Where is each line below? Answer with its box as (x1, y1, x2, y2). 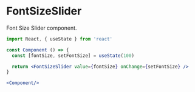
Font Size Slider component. (6, 24, 77, 31)
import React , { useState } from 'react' (6, 36, 113, 42)
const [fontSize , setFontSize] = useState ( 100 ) (12, 53, 135, 59)
